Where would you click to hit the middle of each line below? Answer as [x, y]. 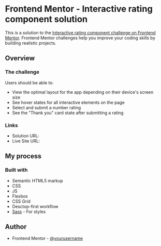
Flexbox [20, 196]
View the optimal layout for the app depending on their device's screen [83, 92]
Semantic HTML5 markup [37, 180]
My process [23, 156]
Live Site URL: [26, 141]
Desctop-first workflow [35, 206]
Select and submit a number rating [46, 107]
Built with [16, 170]
